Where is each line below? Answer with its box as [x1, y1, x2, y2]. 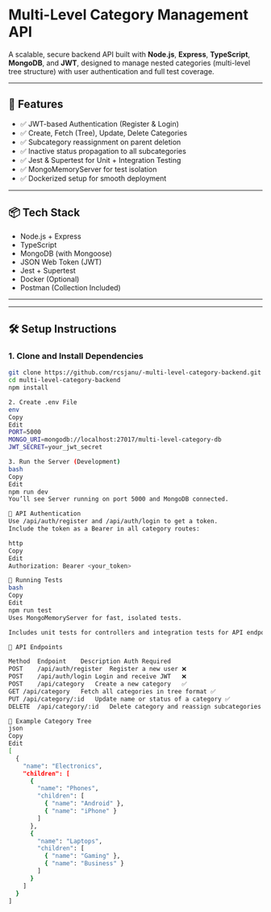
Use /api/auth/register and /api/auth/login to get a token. [8, 518, 219, 526]
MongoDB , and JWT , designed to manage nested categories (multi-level [8, 58, 251, 68]
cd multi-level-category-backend [8, 377, 121, 385]
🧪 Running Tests [8, 577, 63, 585]
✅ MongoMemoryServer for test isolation [19, 164, 157, 174]
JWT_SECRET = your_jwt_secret [8, 444, 103, 452]
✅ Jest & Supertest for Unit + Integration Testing [19, 155, 181, 164]
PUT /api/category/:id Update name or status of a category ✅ [8, 695, 231, 703]
